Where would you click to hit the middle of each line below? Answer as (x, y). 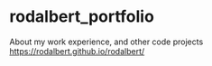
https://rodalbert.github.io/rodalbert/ (77, 51)
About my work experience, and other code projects (106, 42)
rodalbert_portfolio (82, 17)
